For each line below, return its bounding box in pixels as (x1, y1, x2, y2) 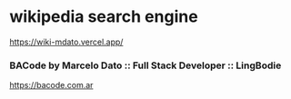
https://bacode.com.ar (9, 80, 94, 91)
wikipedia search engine (9, 6, 198, 27)
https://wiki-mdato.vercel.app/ (9, 36, 124, 47)
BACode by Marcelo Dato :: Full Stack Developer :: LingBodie (9, 59, 282, 72)
